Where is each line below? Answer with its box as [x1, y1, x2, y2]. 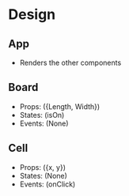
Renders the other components [19, 58, 122, 67]
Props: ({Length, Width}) [19, 101, 101, 111]
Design [8, 6, 56, 24]
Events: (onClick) [19, 179, 76, 189]
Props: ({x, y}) [19, 162, 66, 171]
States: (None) [19, 171, 67, 180]
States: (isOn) [19, 110, 65, 119]
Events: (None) [19, 119, 69, 128]
